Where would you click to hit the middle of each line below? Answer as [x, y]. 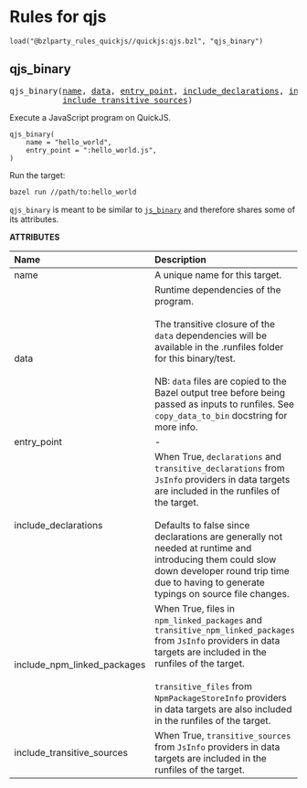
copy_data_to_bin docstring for [221, 415]
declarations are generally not [218, 537]
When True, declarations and [217, 456]
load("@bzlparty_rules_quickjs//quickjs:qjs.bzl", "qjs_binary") [136, 41]
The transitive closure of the [215, 324]
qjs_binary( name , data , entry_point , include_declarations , [147, 91]
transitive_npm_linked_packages [224, 630]
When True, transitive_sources [222, 735]
